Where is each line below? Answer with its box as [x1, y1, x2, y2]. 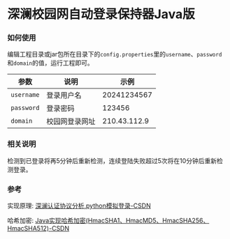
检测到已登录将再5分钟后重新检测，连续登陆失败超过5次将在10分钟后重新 [7, 156, 217, 164]
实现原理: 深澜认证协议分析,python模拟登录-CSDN [7, 201, 152, 210]
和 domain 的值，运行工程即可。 [7, 59, 94, 67]
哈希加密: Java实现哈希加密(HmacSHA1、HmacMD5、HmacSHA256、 [7, 217, 210, 225]
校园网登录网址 [46, 116, 96, 126]
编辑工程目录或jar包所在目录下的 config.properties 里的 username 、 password [7, 50, 222, 59]
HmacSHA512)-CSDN [7, 224, 70, 233]
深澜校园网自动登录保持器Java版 [7, 6, 195, 22]
